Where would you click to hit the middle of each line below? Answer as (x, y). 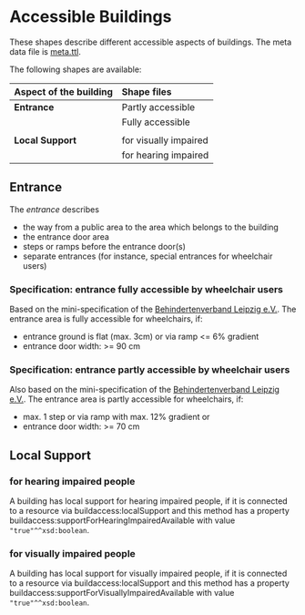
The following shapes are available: (76, 69)
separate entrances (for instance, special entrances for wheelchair (147, 256)
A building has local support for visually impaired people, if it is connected (148, 574)
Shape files (147, 91)
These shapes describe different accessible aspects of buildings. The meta (151, 42)
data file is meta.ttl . (46, 51)
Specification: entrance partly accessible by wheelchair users (150, 369)
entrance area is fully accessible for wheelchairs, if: (106, 319)
